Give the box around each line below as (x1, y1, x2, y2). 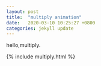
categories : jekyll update (6, 25, 74, 32)
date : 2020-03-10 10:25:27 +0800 (6, 20, 96, 26)
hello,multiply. (6, 42, 41, 49)
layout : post (6, 8, 39, 15)
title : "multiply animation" (6, 14, 82, 20)
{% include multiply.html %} (6, 53, 76, 60)
